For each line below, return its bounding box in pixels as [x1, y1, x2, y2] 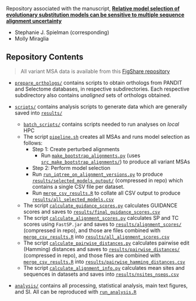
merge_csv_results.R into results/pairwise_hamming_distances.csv [23, 258, 186, 265]
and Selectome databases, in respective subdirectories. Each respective [14, 85, 190, 92]
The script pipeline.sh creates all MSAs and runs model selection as [23, 133, 190, 140]
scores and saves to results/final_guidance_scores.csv [23, 208, 160, 215]
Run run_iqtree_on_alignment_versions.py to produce [32, 170, 163, 178]
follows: [23, 139, 43, 146]
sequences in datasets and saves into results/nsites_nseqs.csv [23, 270, 179, 277]
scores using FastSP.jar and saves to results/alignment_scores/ [23, 220, 182, 228]
